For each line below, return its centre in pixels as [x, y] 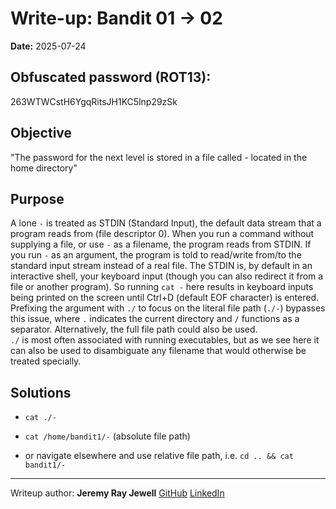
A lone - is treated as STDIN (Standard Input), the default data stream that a [166, 223]
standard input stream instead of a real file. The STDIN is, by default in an [161, 266]
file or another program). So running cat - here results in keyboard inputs [162, 287]
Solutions [41, 392]
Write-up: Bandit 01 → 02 [116, 18]
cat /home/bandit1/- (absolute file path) [107, 436]
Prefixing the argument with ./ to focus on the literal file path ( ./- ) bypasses [168, 308]
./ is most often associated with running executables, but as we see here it [165, 340]
